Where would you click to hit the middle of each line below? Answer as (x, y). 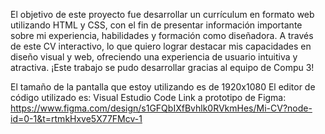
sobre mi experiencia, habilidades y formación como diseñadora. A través (162, 35)
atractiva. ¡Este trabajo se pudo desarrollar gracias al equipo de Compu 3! (162, 67)
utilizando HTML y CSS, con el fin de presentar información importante (156, 25)
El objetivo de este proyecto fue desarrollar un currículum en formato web (162, 14)
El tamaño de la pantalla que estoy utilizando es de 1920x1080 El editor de (163, 87)
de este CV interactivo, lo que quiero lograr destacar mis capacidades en (161, 46)
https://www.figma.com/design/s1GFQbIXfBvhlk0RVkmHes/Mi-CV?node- (161, 108)
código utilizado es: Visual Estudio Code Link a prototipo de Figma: (148, 97)
